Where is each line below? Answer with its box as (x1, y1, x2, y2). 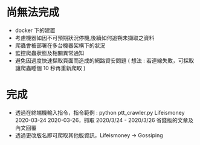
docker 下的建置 (15, 27, 56, 34)
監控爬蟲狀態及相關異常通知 (15, 49, 85, 56)
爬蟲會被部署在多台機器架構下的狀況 (15, 42, 106, 49)
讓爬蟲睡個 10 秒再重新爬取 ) (15, 64, 86, 71)
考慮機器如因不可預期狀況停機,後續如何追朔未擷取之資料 (15, 34, 155, 41)
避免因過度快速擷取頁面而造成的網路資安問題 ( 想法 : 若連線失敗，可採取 (15, 57, 195, 64)
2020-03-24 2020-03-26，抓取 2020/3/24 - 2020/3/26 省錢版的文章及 (15, 116, 194, 124)
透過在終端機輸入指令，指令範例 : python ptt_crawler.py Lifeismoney (15, 109, 185, 116)
